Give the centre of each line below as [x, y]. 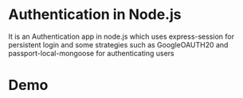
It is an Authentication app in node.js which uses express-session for [121, 36]
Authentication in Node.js [95, 15]
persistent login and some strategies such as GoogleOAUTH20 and [118, 44]
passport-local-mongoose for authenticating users [91, 53]
